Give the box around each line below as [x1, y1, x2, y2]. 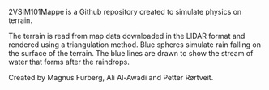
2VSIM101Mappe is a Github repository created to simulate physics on [8, 7, 242, 16]
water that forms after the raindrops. [8, 57, 130, 66]
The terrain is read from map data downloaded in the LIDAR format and [8, 32, 246, 41]
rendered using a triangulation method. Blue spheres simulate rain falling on [8, 40, 262, 49]
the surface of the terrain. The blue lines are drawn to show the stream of [8, 49, 254, 58]
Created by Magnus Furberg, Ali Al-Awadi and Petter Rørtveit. [8, 73, 214, 82]
